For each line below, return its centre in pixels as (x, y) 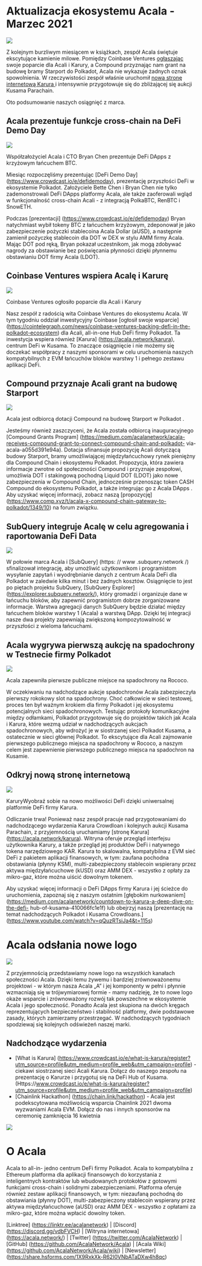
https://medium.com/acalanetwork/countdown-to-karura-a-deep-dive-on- (101, 901)
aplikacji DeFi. (24, 365)
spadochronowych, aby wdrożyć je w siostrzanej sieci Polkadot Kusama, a (99, 731)
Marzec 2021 (39, 24)
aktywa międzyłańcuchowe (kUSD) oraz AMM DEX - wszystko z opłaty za (98, 870)
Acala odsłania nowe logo (72, 945)
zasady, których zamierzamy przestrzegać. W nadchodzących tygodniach (99, 1018)
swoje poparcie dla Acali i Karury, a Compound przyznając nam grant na (96, 65)
